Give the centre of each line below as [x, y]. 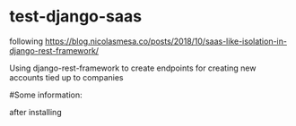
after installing [35, 112]
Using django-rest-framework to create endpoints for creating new [133, 68]
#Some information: [46, 95]
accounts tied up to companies [66, 77]
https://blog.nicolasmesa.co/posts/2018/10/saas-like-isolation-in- [165, 41]
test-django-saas [75, 17]
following [26, 41]
